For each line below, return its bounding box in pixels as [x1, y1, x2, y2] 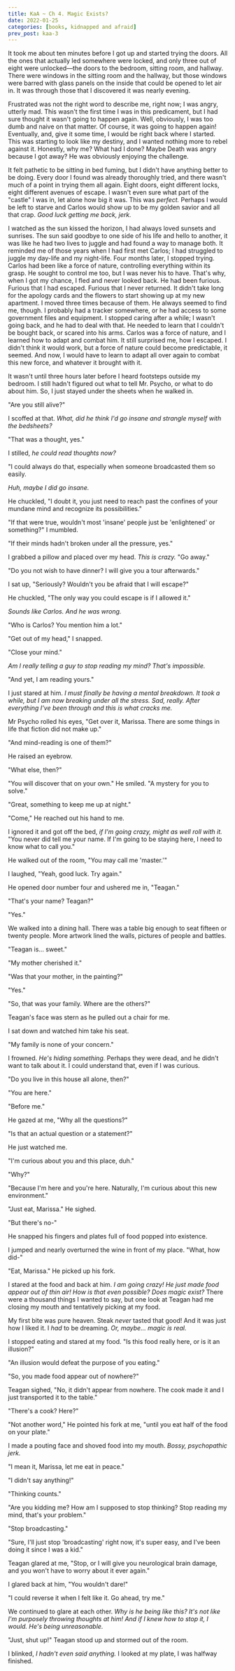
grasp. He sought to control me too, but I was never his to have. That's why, [8, 269, 227, 277]
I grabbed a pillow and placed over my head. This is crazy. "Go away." [8, 553, 210, 562]
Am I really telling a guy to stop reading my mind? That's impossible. [8, 661, 206, 671]
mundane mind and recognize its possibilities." [8, 505, 143, 513]
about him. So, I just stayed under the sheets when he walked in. [8, 387, 194, 395]
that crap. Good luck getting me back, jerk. [8, 211, 131, 219]
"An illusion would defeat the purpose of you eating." [8, 1359, 160, 1367]
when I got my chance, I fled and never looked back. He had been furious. [8, 277, 222, 285]
